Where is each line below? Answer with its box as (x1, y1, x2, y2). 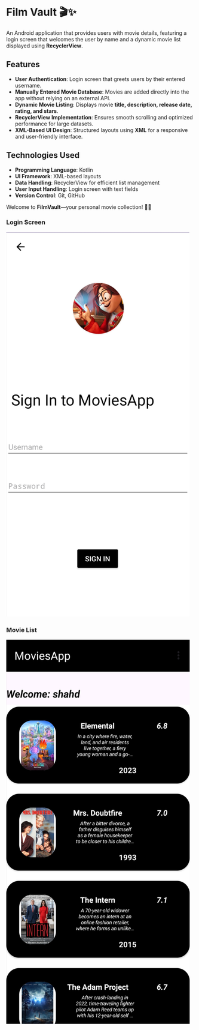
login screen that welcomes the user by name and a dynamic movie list (6, 35, 181, 43)
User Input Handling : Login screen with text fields (14, 185, 139, 193)
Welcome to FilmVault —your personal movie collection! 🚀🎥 (6, 203, 152, 211)
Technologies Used (6, 150, 79, 160)
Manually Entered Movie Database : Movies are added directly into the (14, 88, 189, 95)
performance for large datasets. (14, 120, 94, 127)
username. (14, 82, 42, 89)
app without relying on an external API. (14, 94, 111, 101)
